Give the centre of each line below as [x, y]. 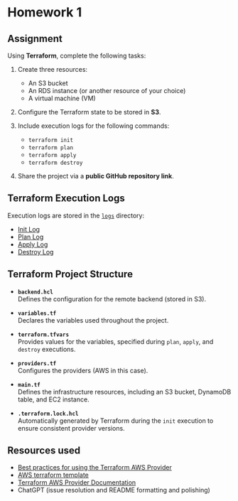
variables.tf [37, 313]
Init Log [29, 229]
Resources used [44, 451]
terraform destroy [55, 163]
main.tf [29, 384]
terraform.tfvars [43, 335]
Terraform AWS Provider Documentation [77, 483]
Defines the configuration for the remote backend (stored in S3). [112, 298]
